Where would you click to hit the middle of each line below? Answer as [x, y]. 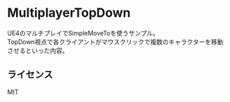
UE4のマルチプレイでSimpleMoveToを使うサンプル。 [83, 33]
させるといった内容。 [38, 50]
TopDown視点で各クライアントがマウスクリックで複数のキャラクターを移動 [115, 42]
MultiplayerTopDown [69, 13]
